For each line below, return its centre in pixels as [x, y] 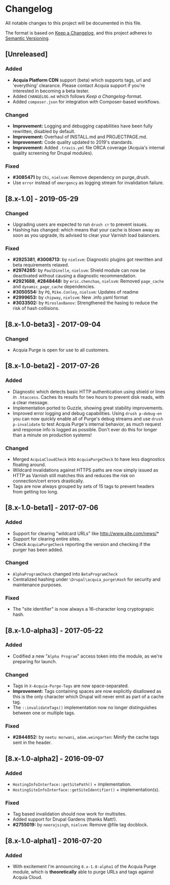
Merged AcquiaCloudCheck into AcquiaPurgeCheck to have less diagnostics [89, 459]
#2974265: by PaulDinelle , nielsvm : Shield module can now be [79, 270]
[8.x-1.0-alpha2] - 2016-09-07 [55, 758]
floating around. [29, 464]
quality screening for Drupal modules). [53, 153]
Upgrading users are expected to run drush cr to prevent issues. [80, 224]
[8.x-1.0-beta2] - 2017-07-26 [53, 366]
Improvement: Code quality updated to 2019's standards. [73, 142]
